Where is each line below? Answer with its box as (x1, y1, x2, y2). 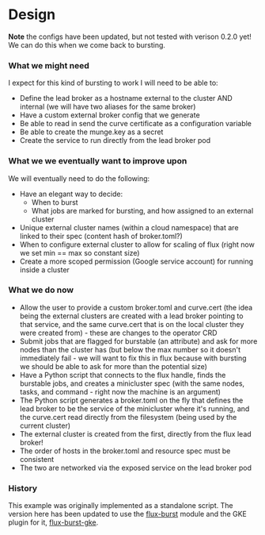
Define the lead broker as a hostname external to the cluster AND (19, 94, 233, 103)
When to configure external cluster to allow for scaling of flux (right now (19, 240, 255, 249)
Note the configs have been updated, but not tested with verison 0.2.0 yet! (8, 32, 252, 41)
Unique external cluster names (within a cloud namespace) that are (19, 222, 239, 232)
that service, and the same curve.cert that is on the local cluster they (19, 319, 244, 329)
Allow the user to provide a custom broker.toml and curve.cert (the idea (19, 302, 253, 312)
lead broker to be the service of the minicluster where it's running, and (19, 403, 250, 414)
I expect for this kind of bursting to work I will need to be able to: (8, 78, 219, 88)
